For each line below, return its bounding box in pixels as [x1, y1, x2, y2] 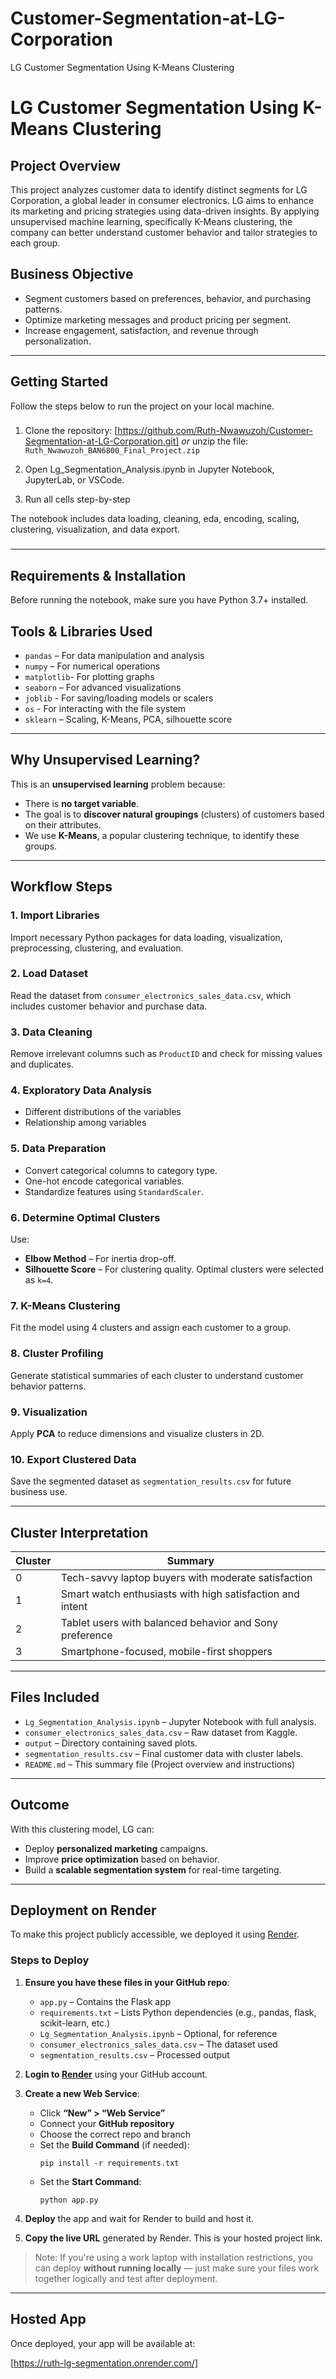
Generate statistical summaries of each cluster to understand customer [10, 1369, 304, 1381]
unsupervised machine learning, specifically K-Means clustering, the [10, 215, 293, 227]
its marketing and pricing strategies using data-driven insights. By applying [10, 205, 320, 217]
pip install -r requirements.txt [39, 2158, 180, 2168]
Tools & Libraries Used [10, 623, 153, 640]
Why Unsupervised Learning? [10, 752, 201, 769]
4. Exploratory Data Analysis [10, 1083, 152, 1097]
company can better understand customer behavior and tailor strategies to [10, 226, 318, 238]
